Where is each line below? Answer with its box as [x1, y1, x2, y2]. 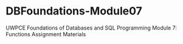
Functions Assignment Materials [5, 30, 86, 37]
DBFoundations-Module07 [5, 4, 142, 18]
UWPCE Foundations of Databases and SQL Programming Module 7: [5, 24, 178, 31]
